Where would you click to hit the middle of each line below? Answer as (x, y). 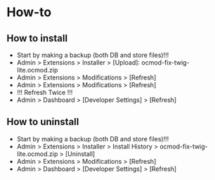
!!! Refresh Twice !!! (45, 92)
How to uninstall (43, 122)
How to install (37, 38)
